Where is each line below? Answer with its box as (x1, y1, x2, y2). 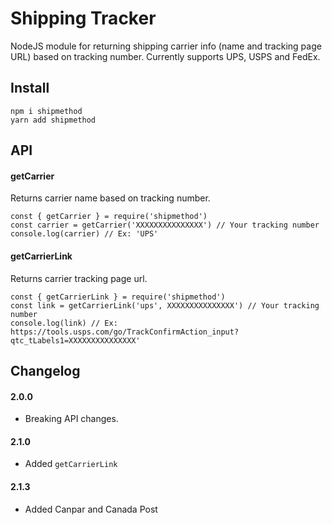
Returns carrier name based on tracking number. (10, 192, 211, 204)
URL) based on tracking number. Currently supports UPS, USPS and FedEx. (10, 50, 321, 62)
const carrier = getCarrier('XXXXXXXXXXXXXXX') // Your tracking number (10, 220, 320, 231)
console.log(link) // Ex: (10, 318, 118, 328)
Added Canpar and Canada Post (24, 503, 158, 515)
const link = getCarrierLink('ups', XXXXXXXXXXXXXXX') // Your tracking (10, 300, 320, 311)
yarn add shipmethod (10, 115, 97, 125)
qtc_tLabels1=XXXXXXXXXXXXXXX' (10, 335, 141, 346)
